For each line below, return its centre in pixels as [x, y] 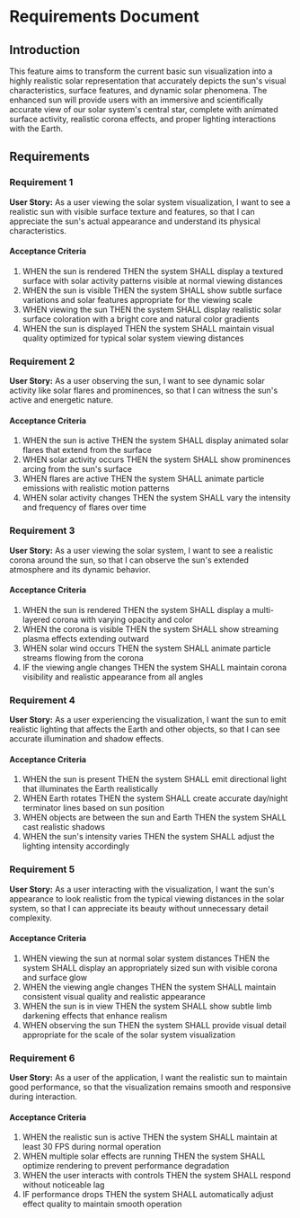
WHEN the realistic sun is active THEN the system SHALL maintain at [150, 1137]
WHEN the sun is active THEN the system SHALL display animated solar [155, 440]
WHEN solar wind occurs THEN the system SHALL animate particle [146, 648]
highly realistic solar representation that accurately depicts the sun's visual [148, 81]
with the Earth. [36, 129]
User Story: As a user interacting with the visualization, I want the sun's [142, 889]
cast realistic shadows [64, 827]
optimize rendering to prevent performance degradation [126, 1166]
